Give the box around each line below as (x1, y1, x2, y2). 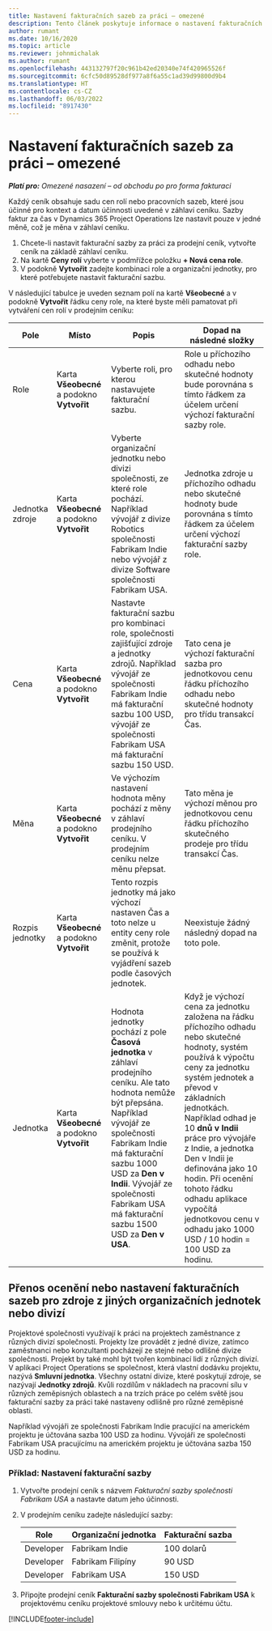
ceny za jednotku (184, 1062, 250, 1073)
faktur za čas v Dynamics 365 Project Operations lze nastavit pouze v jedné (8, 214, 261, 223)
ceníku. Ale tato (110, 1077, 170, 1089)
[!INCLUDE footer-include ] (8, 1614, 95, 1624)
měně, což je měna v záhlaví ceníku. (8, 223, 130, 232)
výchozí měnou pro (184, 798, 257, 809)
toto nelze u (110, 917, 156, 928)
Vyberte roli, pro (110, 363, 172, 375)
